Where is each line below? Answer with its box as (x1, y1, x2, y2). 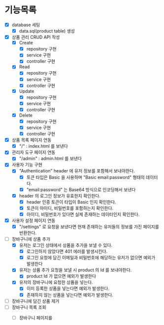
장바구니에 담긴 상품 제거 (11, 298, 60, 304)
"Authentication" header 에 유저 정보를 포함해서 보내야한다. (19, 168, 135, 174)
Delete (19, 112, 33, 118)
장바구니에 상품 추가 (11, 236, 50, 242)
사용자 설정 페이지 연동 (11, 217, 56, 223)
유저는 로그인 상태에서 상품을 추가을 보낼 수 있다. (19, 243, 113, 248)
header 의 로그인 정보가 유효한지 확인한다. (19, 193, 100, 199)
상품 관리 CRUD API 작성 (11, 34, 60, 40)
